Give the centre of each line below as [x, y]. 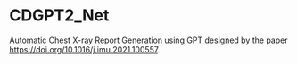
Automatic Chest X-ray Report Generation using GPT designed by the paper [148, 40]
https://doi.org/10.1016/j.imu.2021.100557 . [85, 49]
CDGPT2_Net [59, 16]
